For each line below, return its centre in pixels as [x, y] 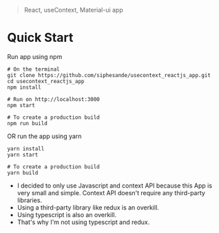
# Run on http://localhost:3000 [53, 99]
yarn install [26, 148]
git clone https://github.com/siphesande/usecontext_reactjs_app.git [109, 75]
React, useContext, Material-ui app [74, 10]
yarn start [23, 155]
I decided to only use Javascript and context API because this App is [114, 186]
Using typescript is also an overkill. [67, 214]
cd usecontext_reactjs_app [46, 81]
